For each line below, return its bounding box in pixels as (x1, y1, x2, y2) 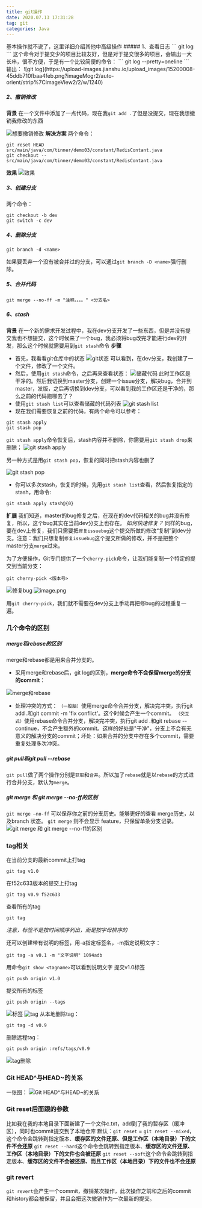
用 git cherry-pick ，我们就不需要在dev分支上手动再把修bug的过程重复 (6, 600, 182, 607)
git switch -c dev (6, 218, 52, 224)
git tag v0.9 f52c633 (6, 892, 61, 898)
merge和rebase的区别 (6, 640, 62, 647)
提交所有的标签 (6, 987, 43, 995)
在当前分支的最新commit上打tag (6, 857, 85, 864)
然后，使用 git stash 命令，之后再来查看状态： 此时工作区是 (14, 370, 191, 377)
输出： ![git (6, 66, 34, 73)
